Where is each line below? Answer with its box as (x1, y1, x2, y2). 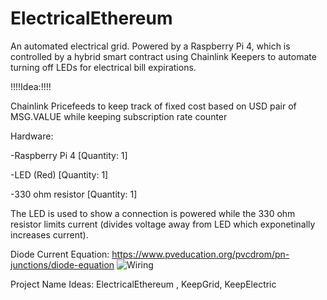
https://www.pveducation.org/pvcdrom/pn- (111, 248, 290, 260)
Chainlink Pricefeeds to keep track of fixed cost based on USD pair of (10, 100, 297, 112)
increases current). (10, 228, 89, 241)
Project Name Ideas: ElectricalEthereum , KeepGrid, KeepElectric (10, 278, 277, 290)
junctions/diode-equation (10, 258, 115, 271)
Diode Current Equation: (10, 248, 110, 260)
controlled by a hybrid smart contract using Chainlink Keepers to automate (10, 50, 317, 62)
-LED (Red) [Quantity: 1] (10, 168, 109, 181)
